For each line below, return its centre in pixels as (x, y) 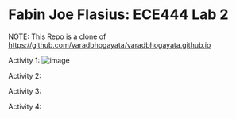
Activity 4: (25, 106)
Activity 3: (25, 91)
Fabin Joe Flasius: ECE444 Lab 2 (118, 15)
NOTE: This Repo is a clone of (57, 36)
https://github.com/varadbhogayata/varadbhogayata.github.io (110, 44)
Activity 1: (24, 60)
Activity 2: (25, 75)
